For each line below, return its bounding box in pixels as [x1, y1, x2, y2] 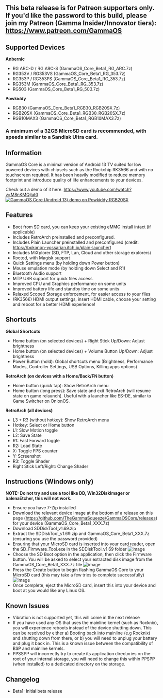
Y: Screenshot [12, 453, 41, 459]
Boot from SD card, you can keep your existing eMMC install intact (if [12, 224, 151, 230]
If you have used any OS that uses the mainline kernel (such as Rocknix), [12, 620, 158, 626]
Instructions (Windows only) [5, 477, 94, 485]
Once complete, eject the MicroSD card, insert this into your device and [12, 582, 156, 588]
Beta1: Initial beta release [12, 688, 63, 694]
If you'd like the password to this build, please [5, 12, 147, 20]
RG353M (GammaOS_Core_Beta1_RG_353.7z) [12, 81, 104, 87]
